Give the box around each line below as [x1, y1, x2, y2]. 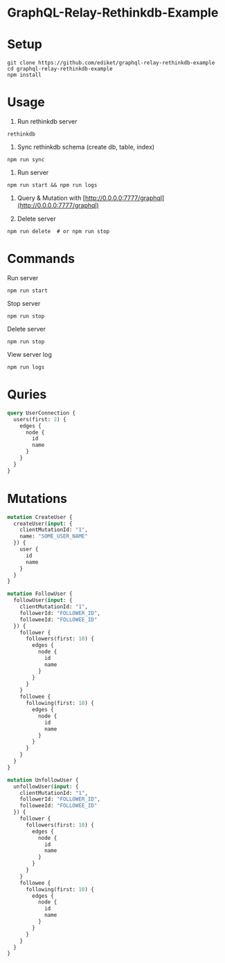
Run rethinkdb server [17, 118, 78, 126]
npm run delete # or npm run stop [7, 228, 110, 235]
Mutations [7, 490, 68, 506]
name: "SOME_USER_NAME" [19, 533, 89, 540]
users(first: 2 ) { [13, 416, 67, 423]
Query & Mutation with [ [17, 194, 85, 202]
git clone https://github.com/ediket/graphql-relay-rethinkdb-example [7, 59, 215, 66]
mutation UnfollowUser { [7, 776, 79, 783]
